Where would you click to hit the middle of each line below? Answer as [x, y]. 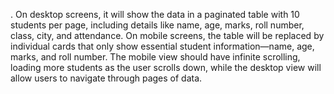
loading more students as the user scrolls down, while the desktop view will [166, 67]
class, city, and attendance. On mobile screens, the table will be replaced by [167, 35]
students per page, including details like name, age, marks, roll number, [157, 25]
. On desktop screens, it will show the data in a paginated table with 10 [155, 14]
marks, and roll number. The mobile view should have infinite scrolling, [155, 57]
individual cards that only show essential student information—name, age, [162, 46]
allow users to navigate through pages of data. [106, 78]
